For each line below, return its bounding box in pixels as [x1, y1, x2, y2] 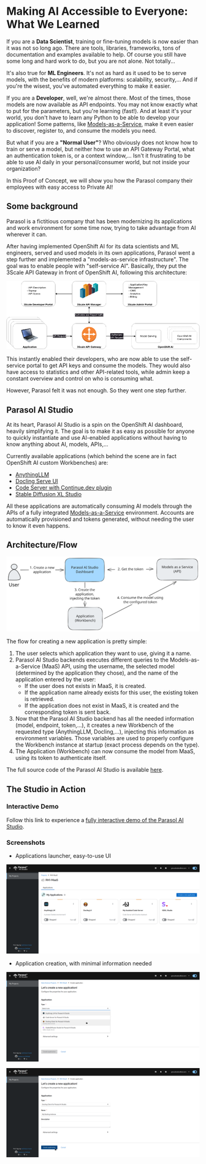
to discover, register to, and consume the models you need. [6, 127, 157, 134]
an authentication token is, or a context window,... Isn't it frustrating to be [6, 152, 191, 159]
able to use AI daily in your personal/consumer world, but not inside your [6, 158, 190, 165]
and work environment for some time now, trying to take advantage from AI [6, 224, 196, 231]
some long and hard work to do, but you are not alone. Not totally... [6, 57, 176, 65]
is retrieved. [24, 695, 55, 703]
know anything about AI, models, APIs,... [6, 440, 109, 448]
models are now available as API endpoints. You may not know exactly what [6, 100, 198, 108]
